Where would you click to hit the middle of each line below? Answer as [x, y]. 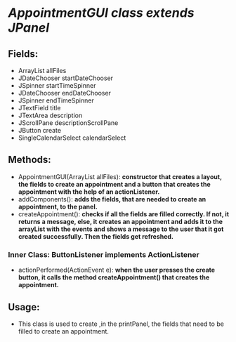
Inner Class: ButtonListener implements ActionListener [104, 254]
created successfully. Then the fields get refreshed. [96, 236]
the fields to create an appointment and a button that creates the [114, 184]
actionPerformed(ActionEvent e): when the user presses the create [117, 270]
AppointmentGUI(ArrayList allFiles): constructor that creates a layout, [120, 176]
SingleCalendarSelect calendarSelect [72, 138]
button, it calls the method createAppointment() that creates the [114, 277]
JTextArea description [50, 115]
